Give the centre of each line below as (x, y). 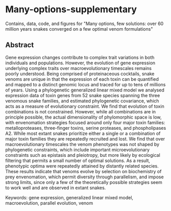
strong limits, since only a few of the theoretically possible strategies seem (84, 182)
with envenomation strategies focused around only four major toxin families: (85, 122)
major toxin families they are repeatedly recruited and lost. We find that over (85, 138)
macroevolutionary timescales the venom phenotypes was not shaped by (82, 144)
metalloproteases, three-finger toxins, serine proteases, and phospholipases (86, 128)
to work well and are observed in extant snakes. (56, 187)
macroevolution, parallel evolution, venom (49, 203)
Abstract (20, 45)
